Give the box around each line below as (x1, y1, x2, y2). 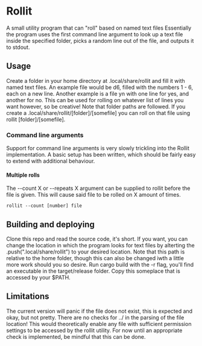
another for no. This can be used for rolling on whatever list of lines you (6, 96, 184, 103)
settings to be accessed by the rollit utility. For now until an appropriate (6, 327, 183, 334)
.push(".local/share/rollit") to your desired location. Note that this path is (6, 248, 185, 255)
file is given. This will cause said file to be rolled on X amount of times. (6, 191, 181, 198)
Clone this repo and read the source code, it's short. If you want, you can (6, 235, 188, 243)
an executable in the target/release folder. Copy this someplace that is (6, 267, 181, 275)
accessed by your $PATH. (6, 274, 71, 281)
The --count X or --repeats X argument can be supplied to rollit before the (6, 184, 191, 192)
